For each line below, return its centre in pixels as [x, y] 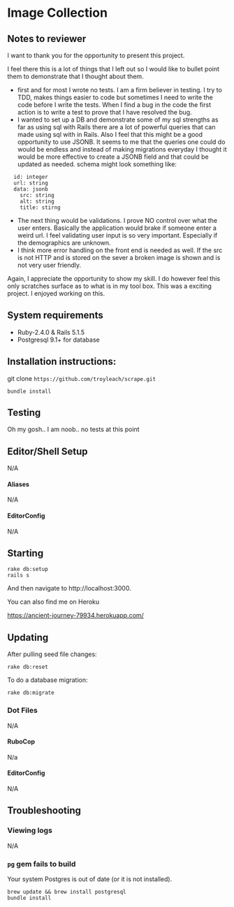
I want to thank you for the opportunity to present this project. [96, 55]
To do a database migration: [48, 680]
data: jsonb [31, 189]
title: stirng [40, 208]
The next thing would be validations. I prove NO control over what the [117, 220]
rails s [19, 575]
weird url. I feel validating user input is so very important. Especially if [117, 235]
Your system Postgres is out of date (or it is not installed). [90, 879]
